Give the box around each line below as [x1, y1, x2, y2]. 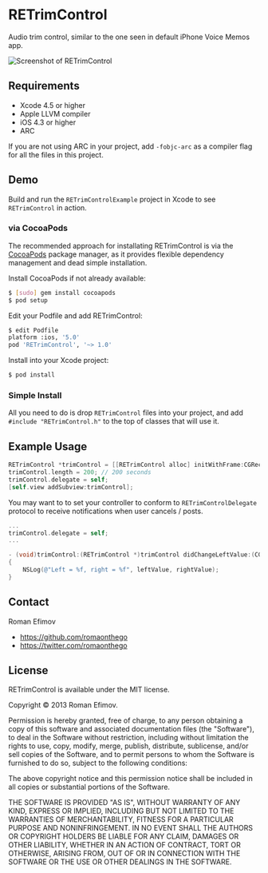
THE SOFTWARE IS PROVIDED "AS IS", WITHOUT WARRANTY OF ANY [8, 798, 241, 807]
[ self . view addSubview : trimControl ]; [8, 483, 134, 491]
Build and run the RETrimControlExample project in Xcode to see [8, 194, 216, 204]
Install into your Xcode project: [8, 356, 109, 365]
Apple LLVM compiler [19, 109, 91, 118]
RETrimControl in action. [8, 202, 88, 213]
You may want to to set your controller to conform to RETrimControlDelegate [8, 497, 258, 507]
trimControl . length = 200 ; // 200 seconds [8, 468, 152, 476]
